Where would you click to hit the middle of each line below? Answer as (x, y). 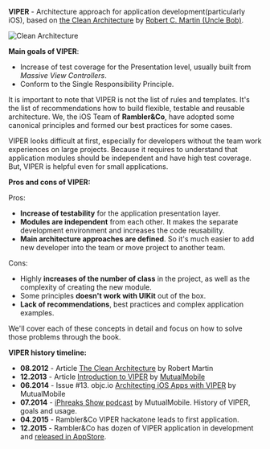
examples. (37, 313)
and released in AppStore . (63, 437)
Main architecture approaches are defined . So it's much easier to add (137, 239)
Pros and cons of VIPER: (49, 182)
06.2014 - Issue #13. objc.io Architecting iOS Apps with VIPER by (128, 385)
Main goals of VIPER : (44, 51)
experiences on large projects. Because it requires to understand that (123, 149)
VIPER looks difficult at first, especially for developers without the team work (135, 141)
